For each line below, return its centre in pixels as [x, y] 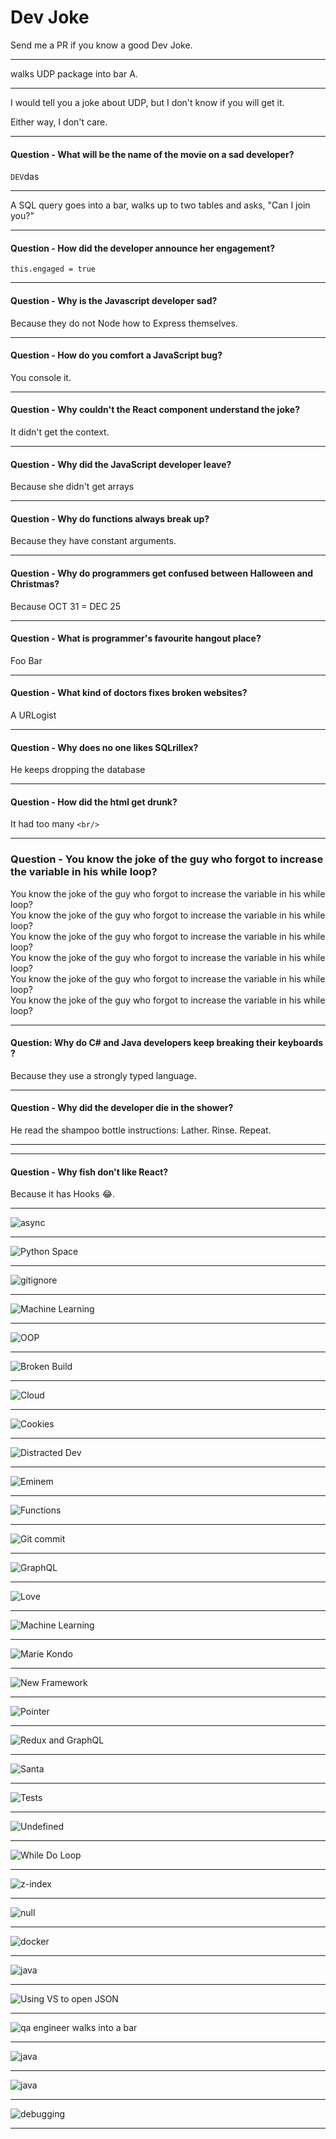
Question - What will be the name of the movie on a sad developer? [152, 154]
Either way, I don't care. [59, 122]
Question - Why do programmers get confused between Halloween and [162, 573]
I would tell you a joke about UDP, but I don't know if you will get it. [147, 102]
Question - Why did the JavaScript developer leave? [121, 464]
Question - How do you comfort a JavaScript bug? [116, 355]
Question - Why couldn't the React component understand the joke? [155, 410]
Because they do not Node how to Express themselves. [124, 323]
